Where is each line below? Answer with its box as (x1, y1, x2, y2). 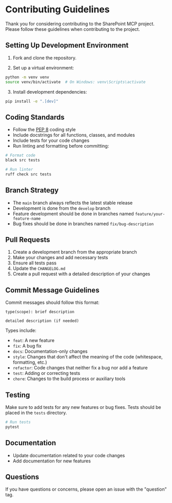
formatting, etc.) (12, 359, 47, 366)
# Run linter (5, 167, 33, 172)
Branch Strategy (5, 186, 59, 195)
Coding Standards (5, 113, 65, 121)
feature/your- (135, 211, 165, 217)
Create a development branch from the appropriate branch (12, 249, 137, 255)
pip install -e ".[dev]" (5, 99, 59, 104)
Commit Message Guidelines (5, 285, 100, 294)
